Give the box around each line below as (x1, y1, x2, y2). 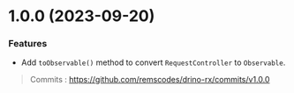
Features (8, 38, 48, 50)
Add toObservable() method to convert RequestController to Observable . (20, 57, 286, 68)
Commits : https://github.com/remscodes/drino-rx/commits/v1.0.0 (29, 75, 270, 85)
